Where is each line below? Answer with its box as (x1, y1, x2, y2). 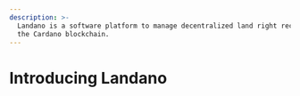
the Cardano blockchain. (17, 29, 110, 38)
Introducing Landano (9, 68, 168, 88)
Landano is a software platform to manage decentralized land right (17, 21, 278, 30)
